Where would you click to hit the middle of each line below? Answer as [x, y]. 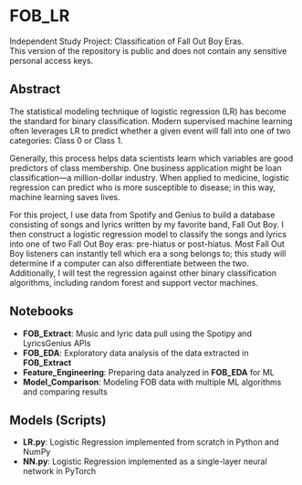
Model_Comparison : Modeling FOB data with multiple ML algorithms [152, 382]
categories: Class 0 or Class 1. [66, 140]
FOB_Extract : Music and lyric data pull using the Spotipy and [137, 333]
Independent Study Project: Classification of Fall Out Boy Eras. [127, 41]
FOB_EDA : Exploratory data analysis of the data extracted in [135, 353]
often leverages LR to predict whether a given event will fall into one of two [150, 131]
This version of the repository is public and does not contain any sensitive [148, 50]
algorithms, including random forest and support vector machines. [134, 282]
